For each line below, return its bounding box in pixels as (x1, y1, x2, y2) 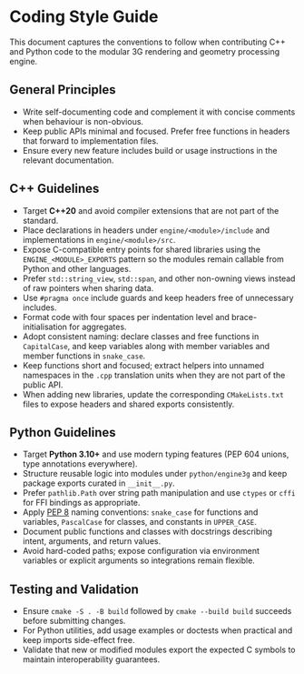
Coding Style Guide (9, 6, 159, 27)
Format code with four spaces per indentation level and (22, 311, 230, 322)
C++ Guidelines (9, 181, 100, 196)
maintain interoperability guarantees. (22, 654, 161, 665)
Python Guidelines (9, 425, 116, 440)
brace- (230, 311, 257, 322)
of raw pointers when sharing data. (22, 282, 154, 293)
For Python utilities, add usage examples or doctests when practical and (22, 625, 293, 636)
